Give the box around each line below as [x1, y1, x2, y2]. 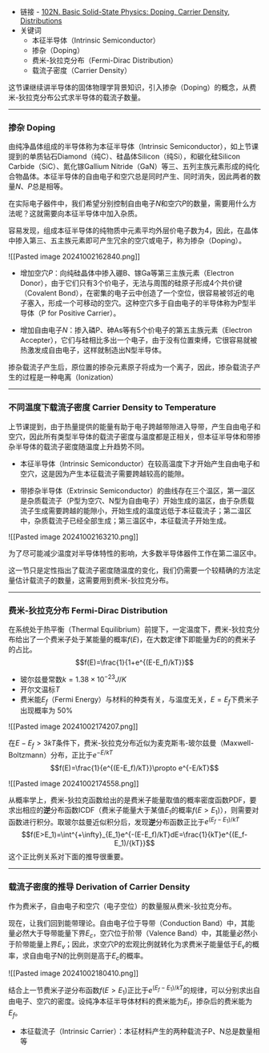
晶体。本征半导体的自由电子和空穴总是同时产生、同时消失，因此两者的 [22, 171, 254, 182]
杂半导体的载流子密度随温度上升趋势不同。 [8, 441, 149, 451]
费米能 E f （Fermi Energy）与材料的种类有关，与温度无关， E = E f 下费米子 [19, 694, 259, 706]
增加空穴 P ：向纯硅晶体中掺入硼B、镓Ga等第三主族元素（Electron [19, 268, 235, 278]
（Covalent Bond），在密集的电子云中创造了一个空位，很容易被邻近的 [19, 288, 248, 298]
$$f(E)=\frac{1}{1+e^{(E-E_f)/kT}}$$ [74, 657, 195, 667]
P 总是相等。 [27, 182, 68, 191]
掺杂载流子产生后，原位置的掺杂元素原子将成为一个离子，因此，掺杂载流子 [8, 363, 254, 372]
